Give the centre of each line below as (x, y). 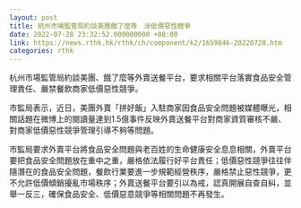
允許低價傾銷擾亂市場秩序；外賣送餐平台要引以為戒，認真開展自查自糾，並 (154, 183)
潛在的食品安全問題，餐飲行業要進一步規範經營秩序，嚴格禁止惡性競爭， (150, 172)
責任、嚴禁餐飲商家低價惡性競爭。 (80, 89)
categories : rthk (42, 51)
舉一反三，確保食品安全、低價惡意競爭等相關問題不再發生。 (119, 195)
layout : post (34, 17)
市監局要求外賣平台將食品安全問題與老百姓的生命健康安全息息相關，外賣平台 (150, 150)
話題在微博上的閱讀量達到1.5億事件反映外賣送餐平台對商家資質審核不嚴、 (151, 119)
